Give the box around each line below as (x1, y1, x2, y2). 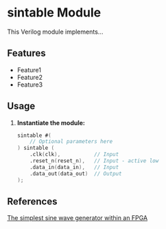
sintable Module (7, 5, 102, 21)
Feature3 (16, 80, 43, 89)
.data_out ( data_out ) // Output (29, 170, 122, 177)
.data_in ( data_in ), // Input (29, 164, 119, 171)
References (7, 195, 58, 207)
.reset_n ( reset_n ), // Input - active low (29, 157, 159, 164)
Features (7, 47, 46, 59)
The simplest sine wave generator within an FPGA (7, 214, 148, 222)
